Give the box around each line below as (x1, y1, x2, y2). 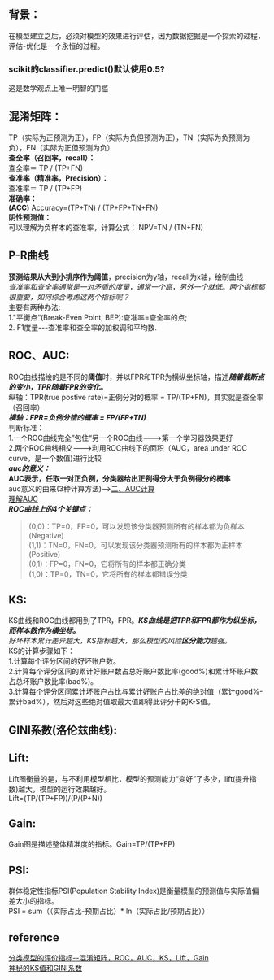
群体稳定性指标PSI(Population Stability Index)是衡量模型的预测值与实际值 (8, 886, 252, 896)
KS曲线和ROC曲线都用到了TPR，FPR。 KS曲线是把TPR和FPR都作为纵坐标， (8, 616, 262, 625)
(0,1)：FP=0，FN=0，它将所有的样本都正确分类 (28, 559, 187, 568)
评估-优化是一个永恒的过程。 (8, 41, 105, 50)
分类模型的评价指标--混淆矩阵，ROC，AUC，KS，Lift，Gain (8, 953, 209, 962)
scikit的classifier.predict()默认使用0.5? (8, 63, 165, 75)
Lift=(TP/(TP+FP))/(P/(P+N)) (8, 793, 103, 803)
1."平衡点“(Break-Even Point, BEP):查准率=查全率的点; (8, 312, 188, 322)
